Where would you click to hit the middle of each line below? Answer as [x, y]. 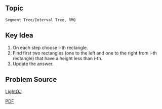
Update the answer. [33, 64]
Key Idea [19, 36]
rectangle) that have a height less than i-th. [57, 58]
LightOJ [13, 92]
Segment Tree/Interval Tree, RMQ [40, 20]
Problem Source [31, 79]
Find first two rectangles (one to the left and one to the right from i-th [85, 53]
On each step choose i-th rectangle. [50, 47]
